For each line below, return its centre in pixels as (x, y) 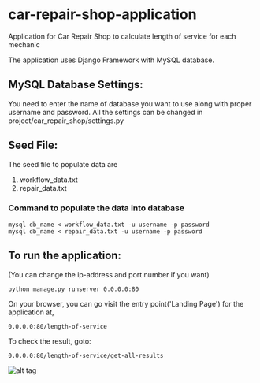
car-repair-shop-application (102, 15)
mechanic (24, 44)
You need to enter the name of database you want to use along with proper (130, 103)
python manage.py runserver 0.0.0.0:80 (74, 289)
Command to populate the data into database (97, 208)
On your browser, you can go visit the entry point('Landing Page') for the (126, 303)
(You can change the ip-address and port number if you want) (109, 274)
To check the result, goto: (50, 341)
